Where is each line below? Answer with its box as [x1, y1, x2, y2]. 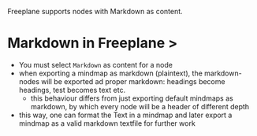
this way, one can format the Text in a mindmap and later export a [18, 110, 233, 119]
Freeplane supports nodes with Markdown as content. [7, 7, 183, 16]
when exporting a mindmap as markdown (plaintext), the [18, 68, 203, 78]
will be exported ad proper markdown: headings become [41, 76, 225, 86]
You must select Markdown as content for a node [18, 60, 173, 69]
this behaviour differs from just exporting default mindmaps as [30, 94, 233, 103]
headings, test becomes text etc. [18, 85, 126, 94]
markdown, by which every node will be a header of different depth [30, 101, 250, 111]
